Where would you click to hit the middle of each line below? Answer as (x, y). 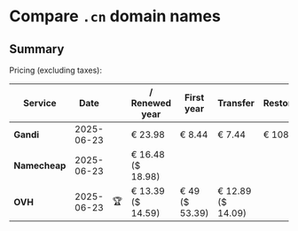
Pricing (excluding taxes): (56, 70)
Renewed (151, 103)
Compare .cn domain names (115, 16)
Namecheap (40, 166)
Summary (37, 49)
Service (40, 103)
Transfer (236, 103)
